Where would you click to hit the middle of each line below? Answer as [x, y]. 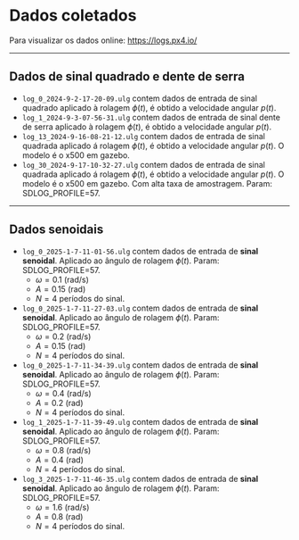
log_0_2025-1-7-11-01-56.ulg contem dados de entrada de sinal [140, 251]
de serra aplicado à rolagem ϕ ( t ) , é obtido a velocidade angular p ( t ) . [147, 127]
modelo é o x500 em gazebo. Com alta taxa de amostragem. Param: [147, 183]
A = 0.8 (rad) [59, 516]
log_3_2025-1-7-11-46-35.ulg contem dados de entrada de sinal [140, 478]
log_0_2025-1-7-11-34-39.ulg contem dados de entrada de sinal [140, 365]
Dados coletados [73, 16]
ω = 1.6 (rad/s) [62, 507]
